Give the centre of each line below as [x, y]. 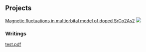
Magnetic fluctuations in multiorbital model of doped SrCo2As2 [70, 21]
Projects [18, 8]
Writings [16, 33]
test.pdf [13, 45]
